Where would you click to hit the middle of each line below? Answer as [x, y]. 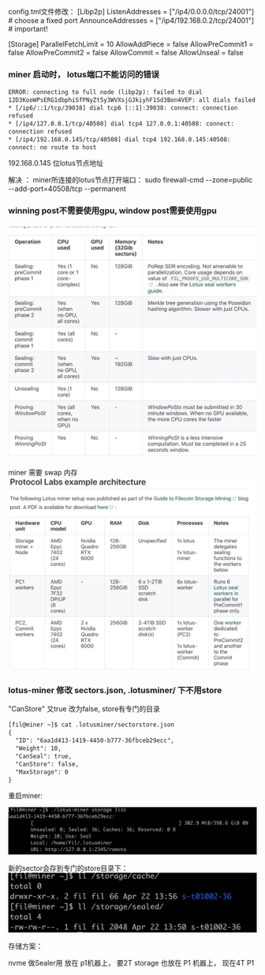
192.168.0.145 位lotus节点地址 [56, 163]
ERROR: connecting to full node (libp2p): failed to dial [105, 92]
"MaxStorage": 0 [42, 772]
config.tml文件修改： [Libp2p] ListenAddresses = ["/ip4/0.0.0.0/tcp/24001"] [131, 11]
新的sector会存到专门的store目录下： [68, 868]
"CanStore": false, [47, 764]
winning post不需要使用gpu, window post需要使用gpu [112, 211]
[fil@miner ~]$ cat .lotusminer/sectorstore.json [91, 725]
